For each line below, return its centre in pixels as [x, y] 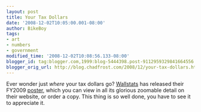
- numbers [19, 45]
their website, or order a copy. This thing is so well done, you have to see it [98, 97]
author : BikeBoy [26, 28]
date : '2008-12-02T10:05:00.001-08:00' [56, 23]
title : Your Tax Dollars [37, 17]
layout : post [22, 12]
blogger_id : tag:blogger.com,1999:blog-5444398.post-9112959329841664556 [100, 61]
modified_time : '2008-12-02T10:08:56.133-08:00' [68, 56]
